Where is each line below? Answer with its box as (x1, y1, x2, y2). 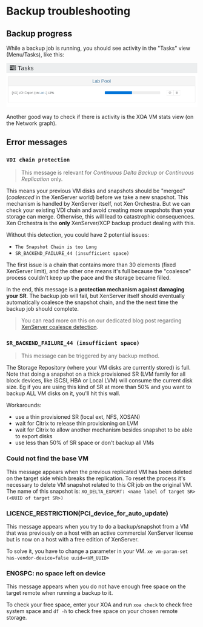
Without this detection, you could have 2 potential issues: (6, 231, 150, 239)
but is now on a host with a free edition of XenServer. (6, 536, 139, 543)
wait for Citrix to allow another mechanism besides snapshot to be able (15, 426, 193, 433)
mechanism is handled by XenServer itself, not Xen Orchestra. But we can (6, 200, 191, 208)
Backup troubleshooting (6, 4, 131, 18)
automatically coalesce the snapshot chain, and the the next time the (6, 299, 179, 306)
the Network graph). (6, 120, 57, 127)
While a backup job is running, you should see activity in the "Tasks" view (6, 44, 191, 52)
